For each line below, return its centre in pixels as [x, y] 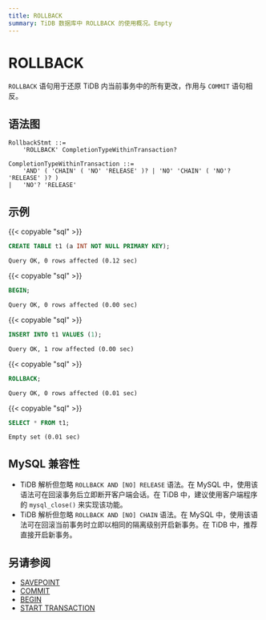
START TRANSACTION [57, 608]
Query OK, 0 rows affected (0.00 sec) [73, 305]
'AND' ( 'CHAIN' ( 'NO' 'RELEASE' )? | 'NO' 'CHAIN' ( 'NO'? [127, 171]
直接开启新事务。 [48, 535]
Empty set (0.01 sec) [44, 437]
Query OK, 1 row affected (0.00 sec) [71, 349]
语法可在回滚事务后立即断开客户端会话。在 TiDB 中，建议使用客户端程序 [139, 495]
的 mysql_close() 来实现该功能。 [73, 505]
